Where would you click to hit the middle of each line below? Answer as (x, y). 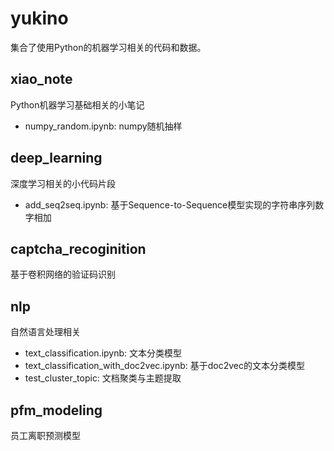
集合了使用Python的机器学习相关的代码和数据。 (108, 47)
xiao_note (41, 79)
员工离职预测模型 (45, 435)
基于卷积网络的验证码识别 (63, 274)
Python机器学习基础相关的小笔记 (77, 104)
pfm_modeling (56, 410)
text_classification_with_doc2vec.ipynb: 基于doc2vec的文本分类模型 (164, 366)
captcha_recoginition (78, 248)
